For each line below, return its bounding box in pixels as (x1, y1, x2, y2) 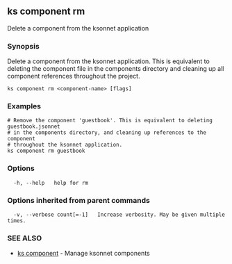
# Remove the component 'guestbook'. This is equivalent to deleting (7, 117, 213, 124)
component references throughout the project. (7, 72, 140, 81)
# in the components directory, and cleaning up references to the (7, 129, 207, 136)
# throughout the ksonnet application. (7, 142, 123, 149)
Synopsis (7, 41, 40, 51)
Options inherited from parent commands (7, 195, 151, 205)
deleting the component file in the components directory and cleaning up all (7, 65, 224, 73)
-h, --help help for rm (13, 179, 89, 186)
